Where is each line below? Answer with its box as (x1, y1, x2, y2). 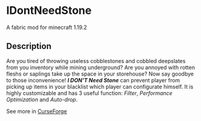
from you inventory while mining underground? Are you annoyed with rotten (6, 64, 196, 71)
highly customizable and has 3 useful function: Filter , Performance (6, 89, 173, 97)
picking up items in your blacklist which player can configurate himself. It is (6, 83, 194, 90)
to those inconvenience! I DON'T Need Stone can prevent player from (6, 76, 180, 83)
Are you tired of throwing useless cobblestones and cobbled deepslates (6, 57, 186, 64)
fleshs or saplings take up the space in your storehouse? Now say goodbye (6, 70, 194, 77)
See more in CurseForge (6, 107, 67, 115)
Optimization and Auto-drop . (6, 96, 78, 103)
